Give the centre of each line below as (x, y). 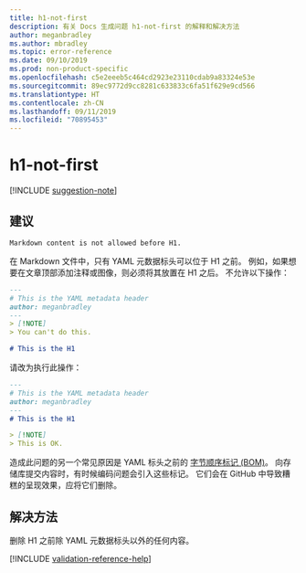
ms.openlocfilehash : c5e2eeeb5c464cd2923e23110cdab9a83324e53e (132, 78)
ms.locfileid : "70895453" (58, 120)
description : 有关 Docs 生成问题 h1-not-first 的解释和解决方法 (125, 27)
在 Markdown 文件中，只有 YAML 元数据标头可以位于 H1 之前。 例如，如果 (149, 260)
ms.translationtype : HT (55, 94)
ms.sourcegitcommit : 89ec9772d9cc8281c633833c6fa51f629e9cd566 (132, 86)
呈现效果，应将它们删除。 (73, 485)
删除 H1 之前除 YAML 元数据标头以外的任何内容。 (102, 540)
